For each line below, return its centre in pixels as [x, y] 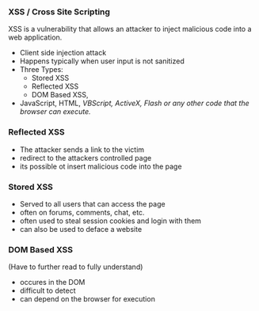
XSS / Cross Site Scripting [59, 12]
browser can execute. [55, 112]
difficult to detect [48, 290]
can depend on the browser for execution [88, 299]
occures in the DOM [52, 283]
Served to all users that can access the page [92, 203]
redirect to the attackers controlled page [86, 157]
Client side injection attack [63, 53]
